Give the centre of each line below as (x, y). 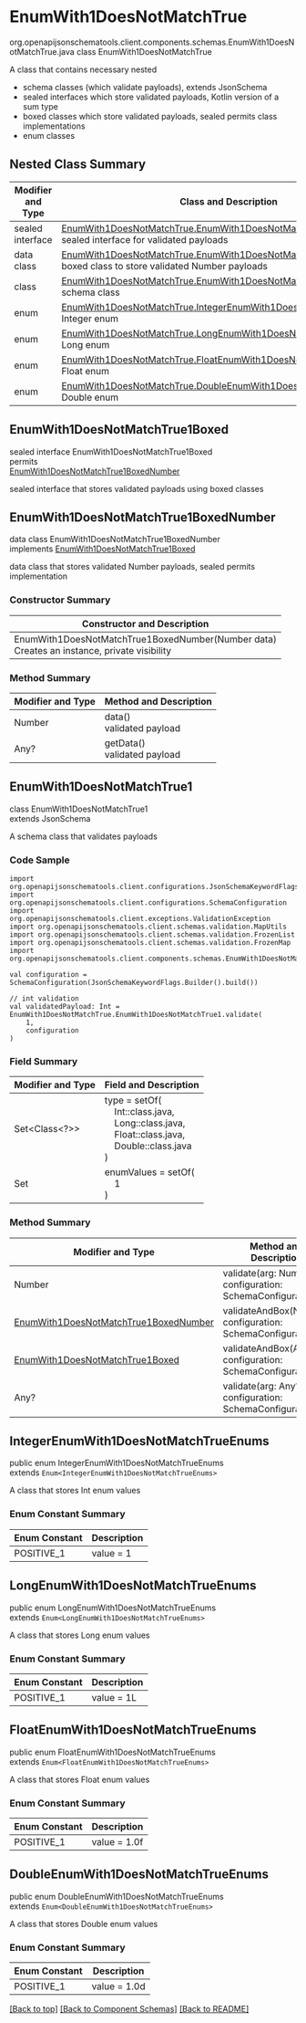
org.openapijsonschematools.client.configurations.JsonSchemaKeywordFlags (154, 887)
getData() (125, 743)
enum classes (49, 135)
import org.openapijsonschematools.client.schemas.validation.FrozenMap (150, 943)
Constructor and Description (145, 624)
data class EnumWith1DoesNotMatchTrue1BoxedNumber (115, 540)
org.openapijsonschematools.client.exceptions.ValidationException (140, 919)
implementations (54, 126)
